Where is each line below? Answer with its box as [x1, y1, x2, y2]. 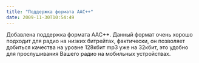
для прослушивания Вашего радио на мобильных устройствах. [6, 50, 171, 57]
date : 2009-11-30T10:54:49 [6, 14, 75, 20]
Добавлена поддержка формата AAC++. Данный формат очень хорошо [6, 31, 193, 38]
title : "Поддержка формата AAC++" [6, 8, 94, 15]
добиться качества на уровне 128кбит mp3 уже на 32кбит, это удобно [6, 43, 189, 51]
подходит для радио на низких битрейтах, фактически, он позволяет [6, 37, 185, 44]
